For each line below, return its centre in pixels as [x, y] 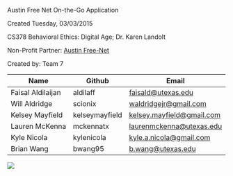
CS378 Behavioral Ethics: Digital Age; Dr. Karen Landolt [86, 37]
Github [97, 81]
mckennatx [91, 126]
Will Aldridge [32, 104]
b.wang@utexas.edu [162, 149]
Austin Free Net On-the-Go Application [63, 10]
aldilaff [84, 93]
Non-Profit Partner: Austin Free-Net [58, 50]
